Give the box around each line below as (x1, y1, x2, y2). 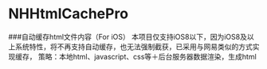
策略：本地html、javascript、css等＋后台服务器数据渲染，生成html (37, 52, 257, 61)
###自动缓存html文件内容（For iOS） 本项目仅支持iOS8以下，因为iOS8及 (8, 32, 247, 41)
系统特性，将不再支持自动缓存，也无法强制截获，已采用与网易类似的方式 (14, 41, 253, 52)
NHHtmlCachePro (8, 5, 129, 23)
